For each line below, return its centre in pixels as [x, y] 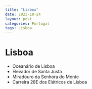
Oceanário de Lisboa [34, 66]
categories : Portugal [27, 23]
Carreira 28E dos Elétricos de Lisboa [50, 82]
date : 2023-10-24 [23, 14]
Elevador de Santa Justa [37, 72]
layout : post [19, 19]
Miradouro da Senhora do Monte [46, 77]
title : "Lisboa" [22, 10]
